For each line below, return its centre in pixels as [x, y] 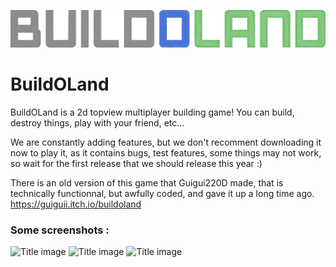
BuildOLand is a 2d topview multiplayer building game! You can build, [152, 112]
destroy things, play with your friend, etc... [97, 122]
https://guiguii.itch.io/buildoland [76, 204]
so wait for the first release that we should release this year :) [136, 163]
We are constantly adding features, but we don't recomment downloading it [166, 142]
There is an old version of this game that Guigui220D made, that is [147, 182]
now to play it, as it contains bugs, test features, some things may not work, [166, 152]
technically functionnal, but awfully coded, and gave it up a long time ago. [162, 193]
